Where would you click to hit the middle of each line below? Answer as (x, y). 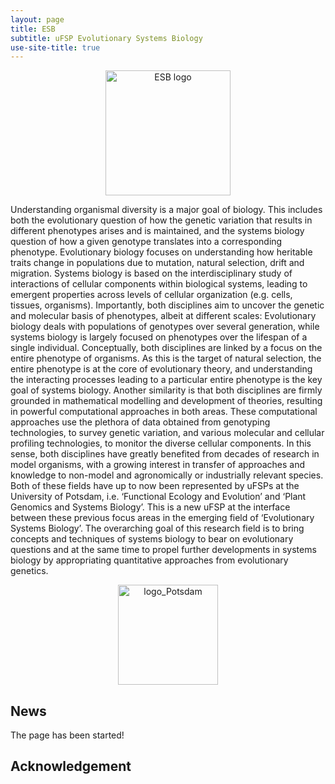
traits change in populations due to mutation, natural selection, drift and (157, 263)
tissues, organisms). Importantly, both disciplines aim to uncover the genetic (167, 305)
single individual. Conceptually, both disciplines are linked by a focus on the (166, 348)
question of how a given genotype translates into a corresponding (146, 242)
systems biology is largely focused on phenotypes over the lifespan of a (159, 337)
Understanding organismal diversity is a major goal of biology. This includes (166, 210)
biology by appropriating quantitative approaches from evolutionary (149, 560)
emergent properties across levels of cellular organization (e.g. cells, (151, 295)
